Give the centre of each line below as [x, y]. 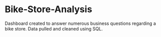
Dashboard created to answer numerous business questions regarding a [80, 23]
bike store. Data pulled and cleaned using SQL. [54, 28]
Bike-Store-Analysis [49, 9]
